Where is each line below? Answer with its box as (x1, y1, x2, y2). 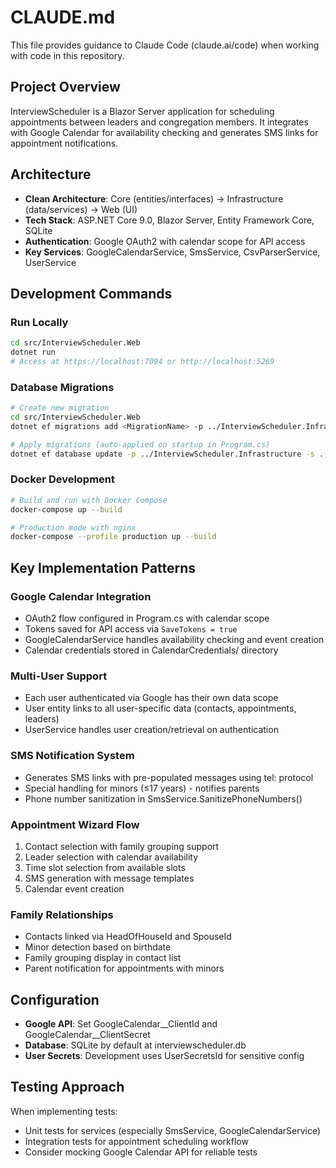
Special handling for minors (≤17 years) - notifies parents (24, 782, 260, 794)
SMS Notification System (10, 749, 135, 763)
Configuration (10, 991, 100, 1008)
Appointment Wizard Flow (10, 817, 140, 831)
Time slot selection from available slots (24, 861, 186, 873)
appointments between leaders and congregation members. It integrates (10, 116, 309, 128)
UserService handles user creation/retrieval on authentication (24, 724, 279, 736)
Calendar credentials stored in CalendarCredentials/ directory (24, 644, 279, 656)
